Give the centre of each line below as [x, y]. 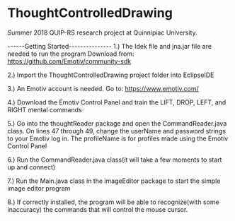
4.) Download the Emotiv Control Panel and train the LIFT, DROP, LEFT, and [117, 102]
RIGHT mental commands [45, 109]
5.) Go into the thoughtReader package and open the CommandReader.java [117, 123]
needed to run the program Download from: [71, 54]
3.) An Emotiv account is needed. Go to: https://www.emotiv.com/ [103, 88]
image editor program [39, 188]
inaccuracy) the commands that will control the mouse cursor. [98, 209]
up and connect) [31, 167]
